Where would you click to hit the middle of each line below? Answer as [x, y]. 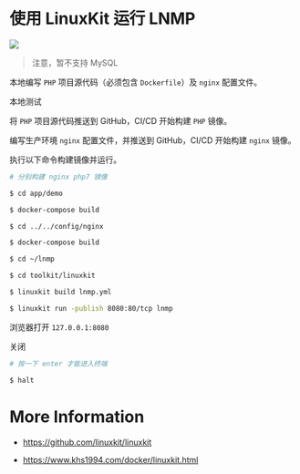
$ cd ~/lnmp [32, 259]
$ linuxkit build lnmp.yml [61, 293]
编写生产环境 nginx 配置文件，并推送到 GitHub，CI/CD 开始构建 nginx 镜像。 [153, 140]
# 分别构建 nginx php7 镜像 [58, 177]
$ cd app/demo [36, 193]
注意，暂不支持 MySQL [75, 62]
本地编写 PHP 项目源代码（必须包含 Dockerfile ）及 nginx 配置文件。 [136, 82]
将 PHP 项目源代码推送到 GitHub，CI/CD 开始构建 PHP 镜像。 [121, 120]
